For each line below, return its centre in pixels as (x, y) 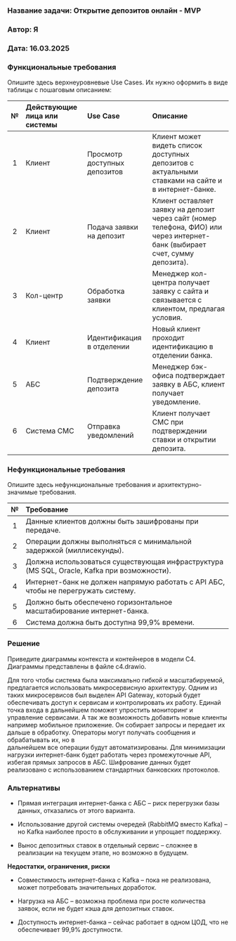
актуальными (175, 172)
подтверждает (200, 376)
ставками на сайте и (187, 181)
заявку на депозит (184, 209)
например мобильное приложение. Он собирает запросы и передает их (116, 725)
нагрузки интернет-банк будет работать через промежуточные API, (110, 755)
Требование (47, 510)
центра (164, 283)
